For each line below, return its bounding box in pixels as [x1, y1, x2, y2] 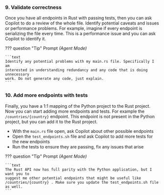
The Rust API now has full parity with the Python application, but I [5, 167, 152, 172]
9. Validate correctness [5, 4, 62, 11]
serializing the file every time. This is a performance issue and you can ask [5, 31, 156, 37]
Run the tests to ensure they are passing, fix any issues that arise [12, 144, 144, 149]
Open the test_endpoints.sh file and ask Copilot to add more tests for [12, 133, 153, 139]
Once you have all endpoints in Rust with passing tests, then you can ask [5, 15, 152, 21]
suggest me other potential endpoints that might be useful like [5, 175, 141, 180]
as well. [5, 184, 23, 189]
